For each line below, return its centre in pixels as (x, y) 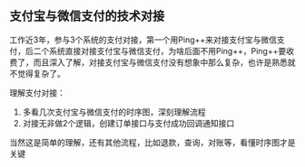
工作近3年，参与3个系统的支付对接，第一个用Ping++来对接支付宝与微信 (143, 40)
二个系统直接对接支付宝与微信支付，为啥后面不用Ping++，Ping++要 (160, 51)
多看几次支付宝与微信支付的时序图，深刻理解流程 (114, 112)
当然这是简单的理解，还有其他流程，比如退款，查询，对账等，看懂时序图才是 (152, 142)
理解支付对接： (37, 92)
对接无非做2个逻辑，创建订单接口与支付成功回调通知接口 (128, 123)
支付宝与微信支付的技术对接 (87, 16)
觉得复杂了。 (41, 73)
